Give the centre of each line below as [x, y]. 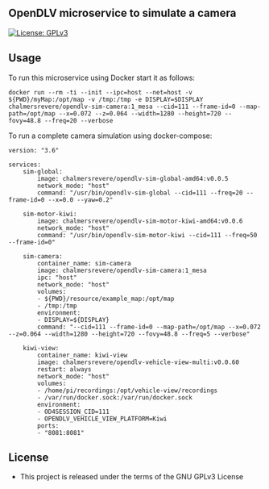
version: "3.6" [34, 150]
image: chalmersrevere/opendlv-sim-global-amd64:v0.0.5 [133, 178]
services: [25, 165]
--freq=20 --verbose [79, 120]
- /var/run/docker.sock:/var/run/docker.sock [115, 397]
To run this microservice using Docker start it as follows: [102, 77]
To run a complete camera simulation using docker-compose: [110, 136]
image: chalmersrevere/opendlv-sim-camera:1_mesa [122, 270]
